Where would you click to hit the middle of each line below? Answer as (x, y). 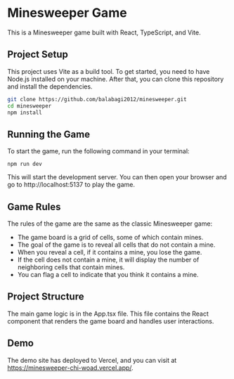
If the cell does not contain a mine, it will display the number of (108, 259)
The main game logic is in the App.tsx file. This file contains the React (108, 314)
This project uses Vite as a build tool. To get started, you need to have (109, 71)
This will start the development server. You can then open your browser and (117, 177)
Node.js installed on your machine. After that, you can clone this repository (116, 79)
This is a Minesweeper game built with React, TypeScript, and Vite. (104, 32)
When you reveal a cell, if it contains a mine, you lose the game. (110, 252)
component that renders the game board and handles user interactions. (111, 321)
